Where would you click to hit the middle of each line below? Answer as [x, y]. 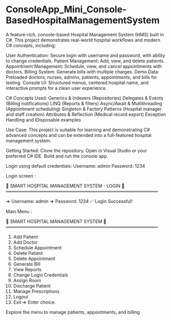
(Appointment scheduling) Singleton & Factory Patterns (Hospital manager [84, 109]
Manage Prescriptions [36, 291]
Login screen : [21, 176]
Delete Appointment [34, 258]
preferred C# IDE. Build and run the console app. [57, 156]
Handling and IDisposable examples [43, 119]
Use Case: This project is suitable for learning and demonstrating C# [78, 130]
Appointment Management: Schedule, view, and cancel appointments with [84, 66]
